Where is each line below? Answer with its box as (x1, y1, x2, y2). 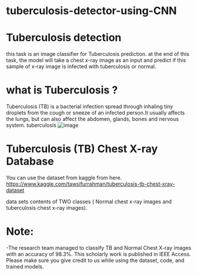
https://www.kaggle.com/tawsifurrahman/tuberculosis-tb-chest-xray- (6, 180, 175, 187)
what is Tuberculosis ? (6, 83, 118, 97)
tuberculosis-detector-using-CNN (6, 4, 177, 18)
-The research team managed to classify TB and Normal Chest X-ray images (6, 244, 192, 251)
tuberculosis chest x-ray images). (6, 204, 88, 211)
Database (6, 155, 54, 168)
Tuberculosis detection (6, 31, 122, 45)
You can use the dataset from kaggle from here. (6, 175, 122, 181)
